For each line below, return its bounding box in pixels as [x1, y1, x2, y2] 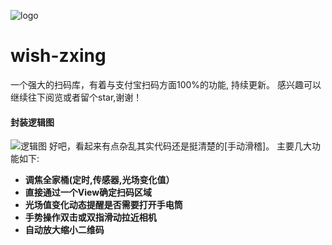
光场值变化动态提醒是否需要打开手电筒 [24, 199, 183, 211]
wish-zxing [10, 45, 107, 67]
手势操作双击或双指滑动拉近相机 [24, 211, 157, 224]
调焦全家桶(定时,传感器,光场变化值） [24, 174, 175, 186]
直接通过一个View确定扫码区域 [24, 186, 153, 199]
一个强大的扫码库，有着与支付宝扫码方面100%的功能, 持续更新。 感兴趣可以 [10, 78, 322, 90]
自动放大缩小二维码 [24, 224, 105, 236]
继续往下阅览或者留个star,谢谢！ [10, 91, 143, 103]
